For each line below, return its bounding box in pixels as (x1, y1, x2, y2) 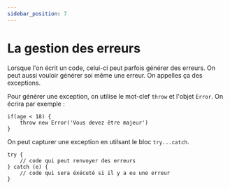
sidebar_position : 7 (7, 10, 68, 17)
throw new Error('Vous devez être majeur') (20, 119, 149, 126)
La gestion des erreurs (7, 40, 141, 56)
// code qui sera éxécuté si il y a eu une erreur (20, 169, 171, 176)
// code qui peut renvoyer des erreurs (20, 157, 136, 164)
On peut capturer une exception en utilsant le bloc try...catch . (7, 137, 190, 146)
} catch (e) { (7, 163, 49, 170)
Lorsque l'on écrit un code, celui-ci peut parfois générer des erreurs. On (7, 64, 215, 72)
